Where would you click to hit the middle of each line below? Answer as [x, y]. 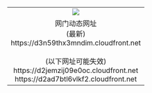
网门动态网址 [76, 23]
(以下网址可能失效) [76, 61]
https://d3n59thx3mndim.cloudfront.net [76, 43]
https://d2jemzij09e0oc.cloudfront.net [76, 70]
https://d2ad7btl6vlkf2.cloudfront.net [76, 79]
